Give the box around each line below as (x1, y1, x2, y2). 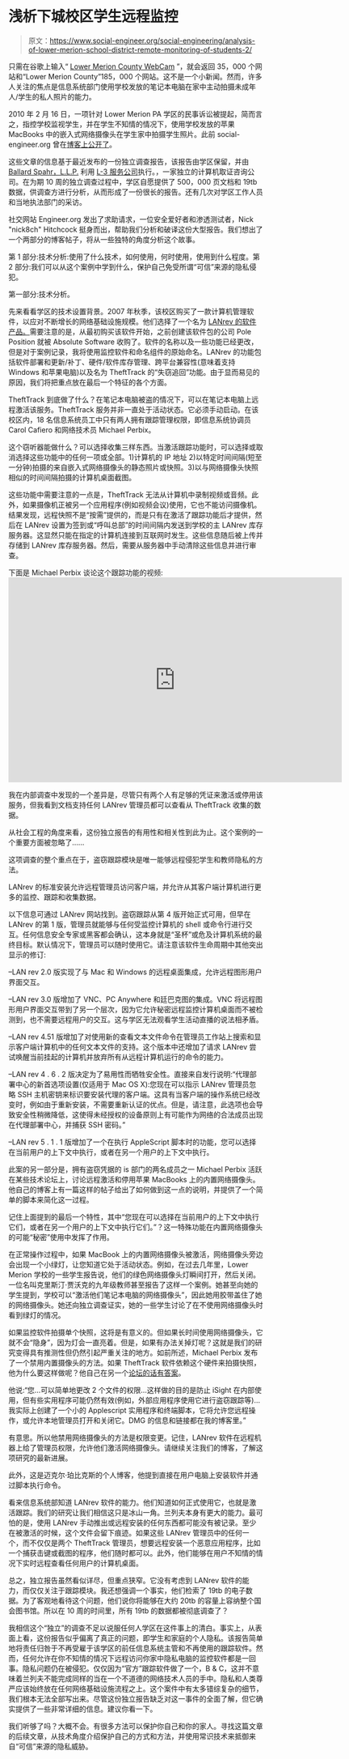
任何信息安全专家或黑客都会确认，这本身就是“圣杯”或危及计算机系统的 (22, 929, 256, 939)
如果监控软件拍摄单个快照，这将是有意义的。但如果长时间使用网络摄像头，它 (8, 1327, 263, 1337)
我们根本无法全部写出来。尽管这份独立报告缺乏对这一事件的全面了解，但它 (8, 1693, 256, 1703)
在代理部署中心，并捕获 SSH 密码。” (8, 1119, 126, 1130)
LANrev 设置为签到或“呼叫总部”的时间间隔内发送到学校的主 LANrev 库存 (23, 520, 263, 530)
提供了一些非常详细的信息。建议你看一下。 (15, 1704, 158, 1714)
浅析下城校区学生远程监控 (8, 7, 179, 26)
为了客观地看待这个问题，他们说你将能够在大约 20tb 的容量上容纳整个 (22, 1595, 254, 1605)
